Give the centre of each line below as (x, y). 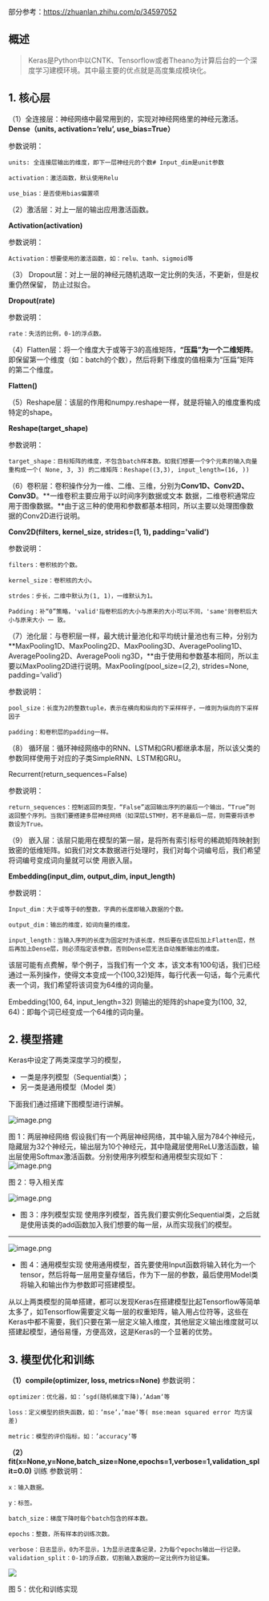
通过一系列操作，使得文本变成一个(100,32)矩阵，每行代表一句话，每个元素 (131, 975)
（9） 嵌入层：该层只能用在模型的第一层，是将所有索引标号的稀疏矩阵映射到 (134, 840)
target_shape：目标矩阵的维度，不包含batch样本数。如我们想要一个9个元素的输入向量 (133, 461)
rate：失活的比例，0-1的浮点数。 (57, 334)
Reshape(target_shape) (48, 428)
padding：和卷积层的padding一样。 (60, 732)
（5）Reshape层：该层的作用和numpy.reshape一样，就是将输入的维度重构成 (134, 402)
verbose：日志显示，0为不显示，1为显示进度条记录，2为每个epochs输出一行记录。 (126, 1550)
